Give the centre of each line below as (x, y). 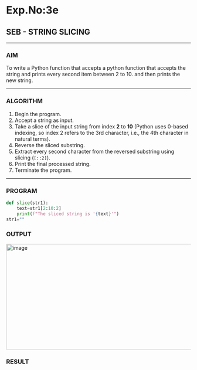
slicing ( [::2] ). (33, 157)
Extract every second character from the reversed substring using (94, 151)
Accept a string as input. (44, 120)
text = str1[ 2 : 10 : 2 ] (39, 208)
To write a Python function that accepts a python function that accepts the (96, 68)
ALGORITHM (24, 101)
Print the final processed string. (52, 164)
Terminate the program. (43, 170)
